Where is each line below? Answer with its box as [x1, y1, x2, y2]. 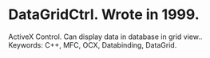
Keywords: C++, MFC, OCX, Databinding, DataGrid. [8, 40, 177, 49]
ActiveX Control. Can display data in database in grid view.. [8, 32, 203, 41]
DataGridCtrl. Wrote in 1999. [8, 6, 200, 24]
